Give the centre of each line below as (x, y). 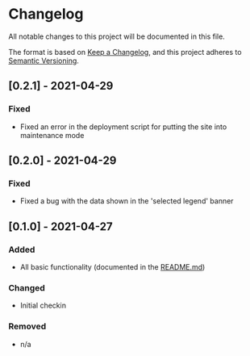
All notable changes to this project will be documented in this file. (117, 36)
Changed (27, 287)
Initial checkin (43, 306)
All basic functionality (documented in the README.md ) (112, 267)
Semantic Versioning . (44, 61)
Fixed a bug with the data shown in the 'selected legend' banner (127, 201)
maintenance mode (52, 135)
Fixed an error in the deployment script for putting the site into (123, 127)
